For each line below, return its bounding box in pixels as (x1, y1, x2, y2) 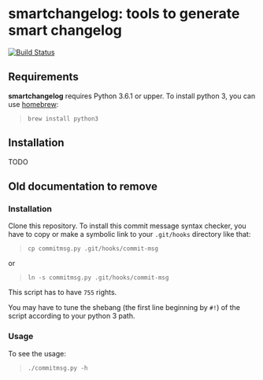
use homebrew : (8, 99, 59, 109)
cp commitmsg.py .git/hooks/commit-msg (27, 245, 159, 253)
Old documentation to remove (8, 179, 157, 193)
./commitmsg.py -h (27, 363, 88, 372)
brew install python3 (27, 115, 98, 123)
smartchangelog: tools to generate (8, 5, 240, 23)
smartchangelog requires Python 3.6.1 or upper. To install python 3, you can (8, 91, 256, 101)
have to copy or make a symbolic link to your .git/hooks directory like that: (8, 230, 251, 239)
